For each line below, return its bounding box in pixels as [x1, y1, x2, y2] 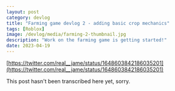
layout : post [6, 8, 39, 15]
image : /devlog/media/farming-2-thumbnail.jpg [6, 32, 126, 38]
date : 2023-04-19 [6, 43, 50, 49]
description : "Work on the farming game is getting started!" [6, 37, 167, 43]
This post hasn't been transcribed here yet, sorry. [6, 77, 131, 85]
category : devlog [6, 15, 50, 21]
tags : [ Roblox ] [6, 25, 45, 32]
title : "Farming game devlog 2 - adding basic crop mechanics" [6, 20, 170, 26]
